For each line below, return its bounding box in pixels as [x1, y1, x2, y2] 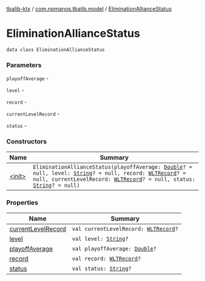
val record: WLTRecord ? [72, 255, 142, 262]
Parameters [6, 60, 41, 69]
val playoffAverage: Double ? [72, 245, 157, 252]
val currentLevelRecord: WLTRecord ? [72, 225, 179, 232]
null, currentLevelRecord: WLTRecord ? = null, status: [32, 175, 196, 183]
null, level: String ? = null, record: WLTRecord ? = [32, 169, 186, 177]
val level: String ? [72, 235, 129, 242]
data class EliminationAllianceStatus [6, 46, 105, 53]
